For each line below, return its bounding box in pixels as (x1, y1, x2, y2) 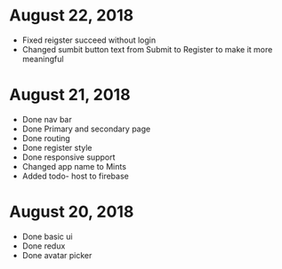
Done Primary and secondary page (21, 123, 151, 134)
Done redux (21, 241, 66, 251)
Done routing (21, 132, 71, 143)
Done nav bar (21, 114, 73, 124)
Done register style (21, 142, 93, 153)
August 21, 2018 (9, 85, 131, 105)
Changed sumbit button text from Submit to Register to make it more (21, 44, 273, 54)
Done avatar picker (21, 249, 93, 260)
